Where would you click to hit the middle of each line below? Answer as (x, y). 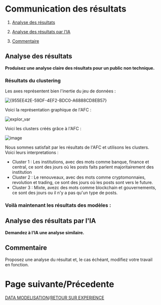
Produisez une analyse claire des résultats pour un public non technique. (80, 68)
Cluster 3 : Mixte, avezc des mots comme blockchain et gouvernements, (84, 188)
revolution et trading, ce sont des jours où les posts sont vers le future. (82, 183)
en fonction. (17, 264)
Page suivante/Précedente (60, 284)
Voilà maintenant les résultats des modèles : (58, 205)
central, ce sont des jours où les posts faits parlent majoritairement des (83, 167)
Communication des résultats (66, 9)
